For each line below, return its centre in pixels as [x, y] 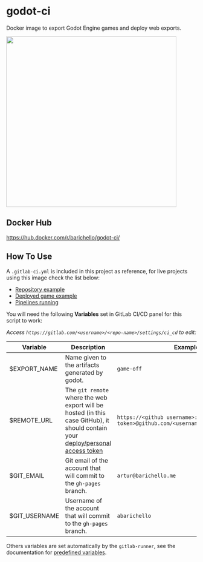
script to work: [24, 320]
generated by [84, 372]
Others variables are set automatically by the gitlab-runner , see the [91, 546]
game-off [129, 369]
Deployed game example [46, 296]
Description [88, 347]
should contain [86, 427]
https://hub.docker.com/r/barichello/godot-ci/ [63, 237]
